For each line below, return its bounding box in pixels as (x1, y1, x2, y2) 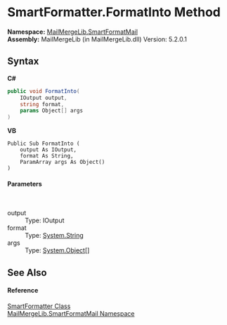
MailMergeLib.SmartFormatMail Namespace (7, 309, 135, 317)
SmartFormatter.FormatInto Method (7, 4, 221, 20)
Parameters (7, 179, 42, 188)
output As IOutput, (20, 146, 77, 153)
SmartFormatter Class (7, 302, 71, 310)
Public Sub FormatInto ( (7, 140, 80, 148)
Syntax (7, 56, 39, 68)
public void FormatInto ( (7, 87, 80, 95)
